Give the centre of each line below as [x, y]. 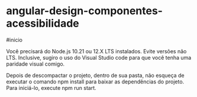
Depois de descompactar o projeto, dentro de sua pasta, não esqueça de [95, 75]
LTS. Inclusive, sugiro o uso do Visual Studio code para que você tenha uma [99, 57]
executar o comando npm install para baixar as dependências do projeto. [95, 82]
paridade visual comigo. [35, 64]
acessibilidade [43, 23]
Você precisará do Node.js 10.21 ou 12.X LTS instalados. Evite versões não [96, 51]
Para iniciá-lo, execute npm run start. [51, 88]
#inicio [14, 40]
